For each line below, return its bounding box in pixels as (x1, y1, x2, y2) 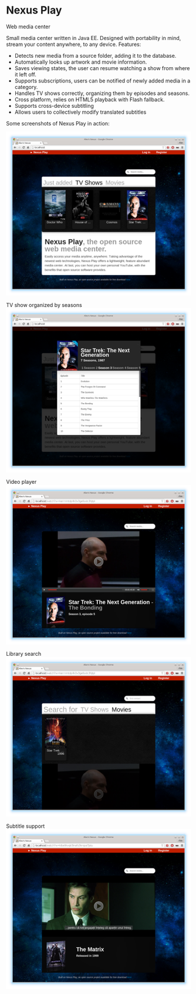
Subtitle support (6, 823, 45, 830)
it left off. (14, 71, 36, 78)
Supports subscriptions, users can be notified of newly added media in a (14, 77, 191, 84)
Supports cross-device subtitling (14, 102, 94, 109)
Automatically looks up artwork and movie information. (14, 58, 147, 65)
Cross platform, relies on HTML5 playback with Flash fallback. (14, 95, 165, 103)
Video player (6, 478, 37, 485)
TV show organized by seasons (6, 302, 82, 309)
